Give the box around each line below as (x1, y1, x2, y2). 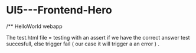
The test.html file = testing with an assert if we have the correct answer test (6, 34, 190, 41)
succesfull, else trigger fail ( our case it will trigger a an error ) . (6, 40, 159, 47)
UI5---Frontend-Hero (6, 3, 112, 17)
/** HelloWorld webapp (6, 23, 63, 30)
